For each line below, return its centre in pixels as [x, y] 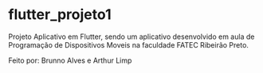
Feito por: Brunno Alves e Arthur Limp [70, 60]
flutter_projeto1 [60, 15]
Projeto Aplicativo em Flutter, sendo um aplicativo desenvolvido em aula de [131, 36]
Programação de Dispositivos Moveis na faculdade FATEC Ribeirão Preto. [129, 44]
